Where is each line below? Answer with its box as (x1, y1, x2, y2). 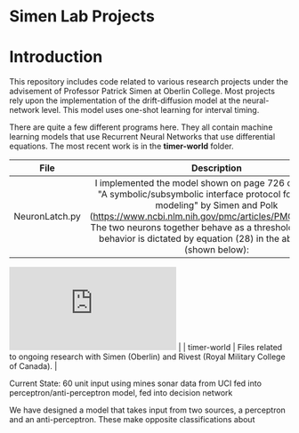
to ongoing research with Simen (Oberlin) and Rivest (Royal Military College (9, 351, 287, 362)
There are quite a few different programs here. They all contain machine (9, 122, 273, 132)
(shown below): (183, 244, 249, 256)
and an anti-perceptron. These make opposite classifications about (9, 414, 255, 425)
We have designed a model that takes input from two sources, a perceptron (9, 405, 287, 415)
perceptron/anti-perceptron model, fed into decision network (9, 388, 233, 398)
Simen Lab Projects (9, 6, 156, 27)
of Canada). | (9, 361, 58, 372)
